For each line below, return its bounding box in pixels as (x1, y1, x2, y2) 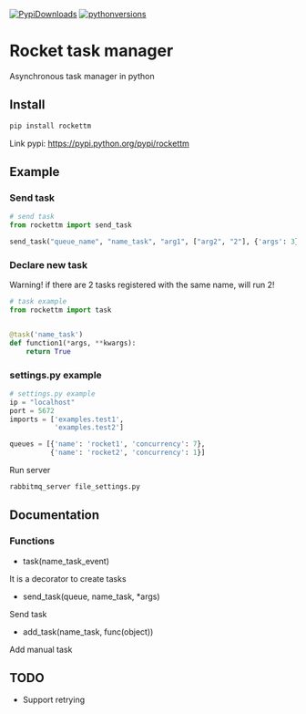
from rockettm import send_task (9, 221, 132, 230)
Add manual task (9, 644, 73, 655)
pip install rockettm (9, 121, 92, 130)
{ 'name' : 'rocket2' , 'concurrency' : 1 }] (49, 448, 206, 458)
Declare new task (9, 258, 88, 271)
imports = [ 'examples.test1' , (9, 415, 125, 424)
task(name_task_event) (22, 555, 110, 566)
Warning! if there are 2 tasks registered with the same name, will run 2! (9, 279, 275, 291)
